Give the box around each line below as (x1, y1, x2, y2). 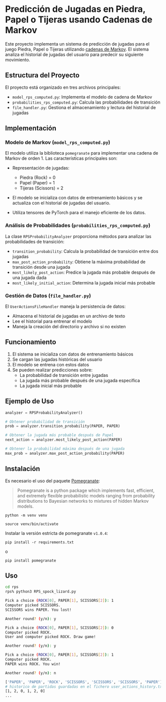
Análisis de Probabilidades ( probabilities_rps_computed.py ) (5, 222, 151, 229)
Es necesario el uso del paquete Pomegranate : (5, 477, 100, 484)
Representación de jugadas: (12, 165, 70, 171)
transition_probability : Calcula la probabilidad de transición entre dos (12, 248, 159, 254)
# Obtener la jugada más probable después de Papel (5, 433, 114, 438)
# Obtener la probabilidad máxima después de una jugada (5, 446, 125, 452)
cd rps (5, 585, 19, 589)
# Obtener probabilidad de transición (5, 419, 85, 424)
